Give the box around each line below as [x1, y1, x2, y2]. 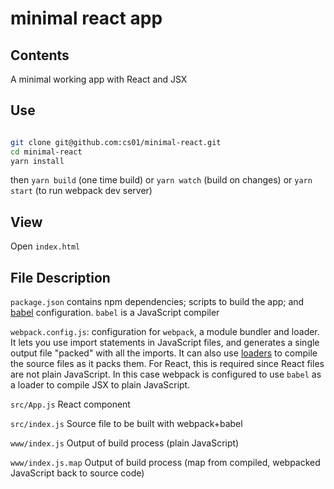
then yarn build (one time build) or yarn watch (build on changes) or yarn [10, 174, 313, 186]
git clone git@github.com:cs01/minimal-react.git [10, 137, 222, 147]
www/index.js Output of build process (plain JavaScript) [10, 437, 240, 449]
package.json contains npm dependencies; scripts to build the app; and [10, 296, 305, 308]
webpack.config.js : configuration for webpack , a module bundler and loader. [10, 326, 320, 338]
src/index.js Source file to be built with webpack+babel [10, 418, 243, 430]
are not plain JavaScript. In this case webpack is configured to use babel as [10, 368, 322, 381]
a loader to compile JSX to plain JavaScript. [10, 379, 191, 391]
